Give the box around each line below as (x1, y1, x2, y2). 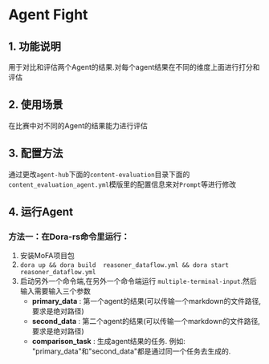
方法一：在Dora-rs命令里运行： (8, 231, 130, 242)
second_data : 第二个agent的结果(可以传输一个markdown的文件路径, (31, 317, 261, 326)
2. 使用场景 (8, 98, 63, 111)
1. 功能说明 (8, 39, 62, 53)
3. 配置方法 (8, 147, 63, 160)
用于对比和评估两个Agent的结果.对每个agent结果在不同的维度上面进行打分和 (8, 63, 260, 71)
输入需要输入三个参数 (19, 286, 91, 296)
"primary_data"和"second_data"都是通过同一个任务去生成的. (31, 346, 231, 356)
